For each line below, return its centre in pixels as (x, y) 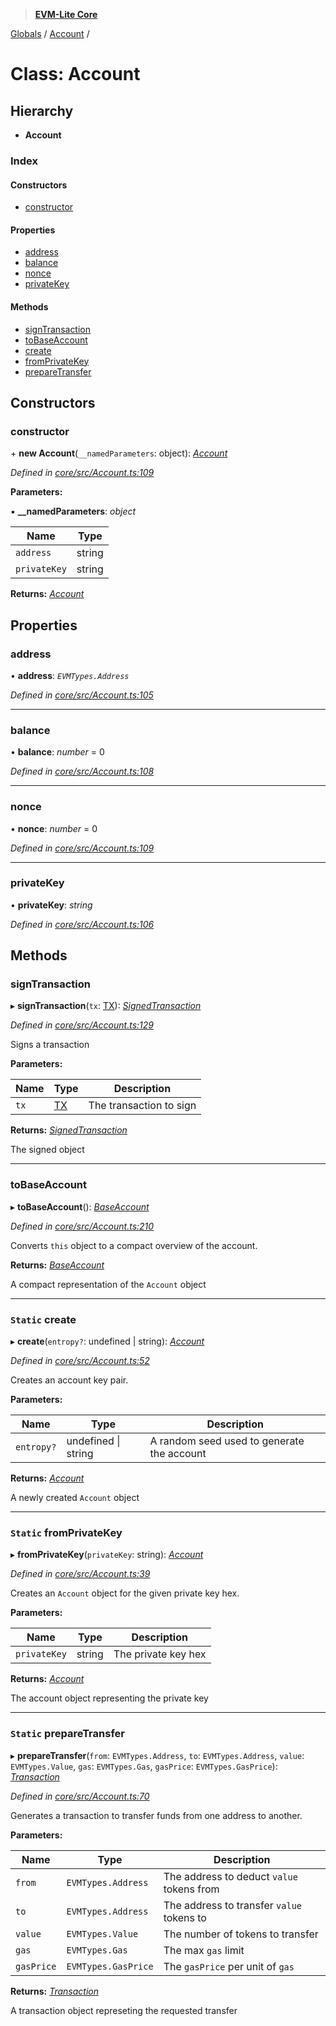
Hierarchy (42, 110)
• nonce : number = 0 (54, 828)
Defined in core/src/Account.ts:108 (82, 771)
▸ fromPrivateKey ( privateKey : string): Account (107, 1555)
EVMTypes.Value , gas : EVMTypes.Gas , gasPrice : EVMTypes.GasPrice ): (144, 1766)
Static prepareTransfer (67, 1734)
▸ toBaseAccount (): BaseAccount (80, 1206)
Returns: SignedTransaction (69, 1130)
